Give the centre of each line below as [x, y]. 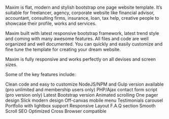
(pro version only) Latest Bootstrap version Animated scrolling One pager [82, 95]
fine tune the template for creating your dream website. [63, 49]
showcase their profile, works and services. [51, 23]
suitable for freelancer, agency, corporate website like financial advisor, [80, 13]
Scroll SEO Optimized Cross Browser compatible [56, 111]
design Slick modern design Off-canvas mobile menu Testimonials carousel [84, 100]
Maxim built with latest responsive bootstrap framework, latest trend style [82, 33]
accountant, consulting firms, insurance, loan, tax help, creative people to [82, 18]
